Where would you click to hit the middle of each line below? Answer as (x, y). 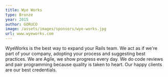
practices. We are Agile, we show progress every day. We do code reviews (84, 59)
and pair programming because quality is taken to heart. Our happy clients (84, 65)
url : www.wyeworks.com (29, 34)
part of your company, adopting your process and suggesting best (76, 54)
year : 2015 (17, 19)
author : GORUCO (22, 24)
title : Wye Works (24, 10)
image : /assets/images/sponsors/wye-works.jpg (56, 29)
